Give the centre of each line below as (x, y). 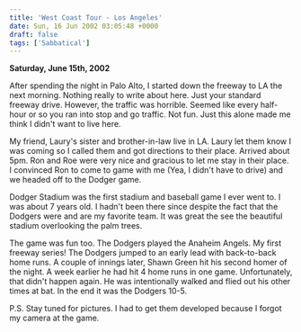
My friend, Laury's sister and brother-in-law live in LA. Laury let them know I (150, 141)
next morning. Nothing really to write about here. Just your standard (135, 95)
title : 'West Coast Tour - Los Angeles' (86, 18)
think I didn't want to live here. (65, 124)
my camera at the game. (54, 318)
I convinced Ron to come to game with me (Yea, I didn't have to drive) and (146, 170)
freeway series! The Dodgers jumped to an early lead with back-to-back (143, 253)
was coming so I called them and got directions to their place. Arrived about (150, 151)
